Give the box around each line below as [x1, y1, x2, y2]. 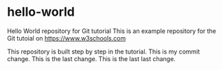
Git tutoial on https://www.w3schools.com [7, 34, 126, 42]
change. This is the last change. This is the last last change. [7, 54, 176, 62]
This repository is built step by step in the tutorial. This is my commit [7, 47, 200, 56]
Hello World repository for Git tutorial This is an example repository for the [7, 27, 217, 35]
